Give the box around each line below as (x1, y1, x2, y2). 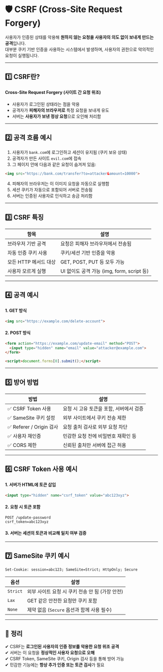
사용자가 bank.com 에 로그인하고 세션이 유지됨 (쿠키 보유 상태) (12, 149, 128, 155)
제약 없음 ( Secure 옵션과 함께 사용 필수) (27, 606, 112, 613)
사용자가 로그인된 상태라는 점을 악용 (12, 101, 80, 107)
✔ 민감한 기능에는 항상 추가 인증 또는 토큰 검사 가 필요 (5, 662, 105, 668)
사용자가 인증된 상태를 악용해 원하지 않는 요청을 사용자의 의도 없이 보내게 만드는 (5, 34, 154, 40)
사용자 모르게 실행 (7, 268, 46, 275)
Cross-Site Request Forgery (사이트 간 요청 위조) (5, 89, 101, 95)
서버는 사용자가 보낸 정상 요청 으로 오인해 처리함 (12, 113, 101, 119)
